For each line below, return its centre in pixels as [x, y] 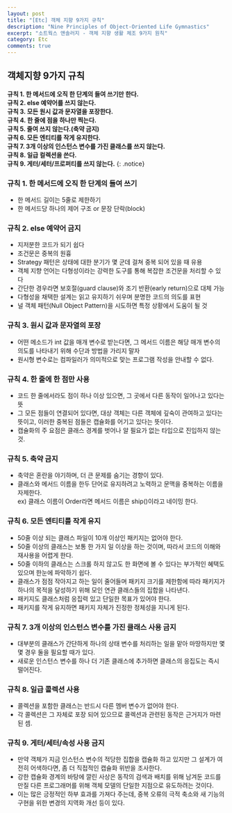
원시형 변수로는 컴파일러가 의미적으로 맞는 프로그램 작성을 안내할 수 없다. [115, 359]
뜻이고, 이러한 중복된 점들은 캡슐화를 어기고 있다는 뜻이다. [95, 421]
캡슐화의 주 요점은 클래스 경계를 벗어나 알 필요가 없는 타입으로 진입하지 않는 [119, 430]
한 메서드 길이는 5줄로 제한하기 [59, 200]
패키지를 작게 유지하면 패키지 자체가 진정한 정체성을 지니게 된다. [103, 607]
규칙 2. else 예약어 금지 [44, 228]
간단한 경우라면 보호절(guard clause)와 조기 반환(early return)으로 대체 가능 [121, 288]
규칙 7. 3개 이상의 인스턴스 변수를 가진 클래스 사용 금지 [92, 627]
